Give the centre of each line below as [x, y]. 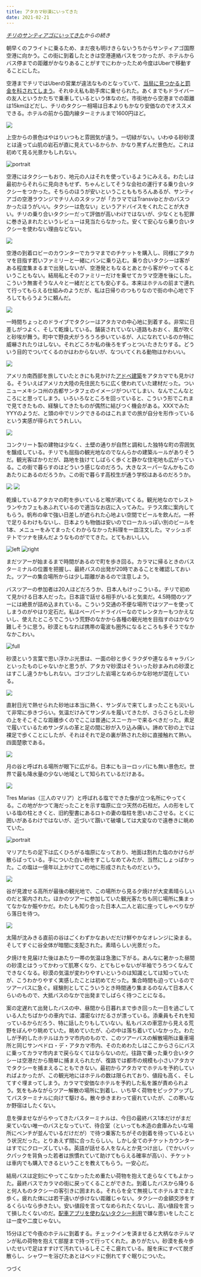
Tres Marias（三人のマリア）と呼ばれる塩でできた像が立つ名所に [86, 798]
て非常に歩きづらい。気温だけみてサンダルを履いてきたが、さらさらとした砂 [100, 712]
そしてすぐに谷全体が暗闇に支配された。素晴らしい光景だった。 [85, 945]
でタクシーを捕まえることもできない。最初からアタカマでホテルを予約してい [100, 1068]
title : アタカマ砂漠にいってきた [42, 12]
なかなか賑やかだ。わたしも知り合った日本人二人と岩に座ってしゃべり [98, 906]
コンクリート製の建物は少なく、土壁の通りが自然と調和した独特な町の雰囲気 [100, 445]
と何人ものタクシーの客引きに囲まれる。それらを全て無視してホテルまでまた [100, 1191]
